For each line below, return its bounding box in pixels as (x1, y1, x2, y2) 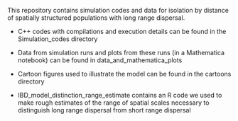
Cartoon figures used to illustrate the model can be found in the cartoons (17, 70, 232, 78)
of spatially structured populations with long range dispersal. (7, 13, 185, 22)
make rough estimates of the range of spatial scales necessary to (17, 98, 210, 107)
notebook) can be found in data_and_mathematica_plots (17, 56, 183, 64)
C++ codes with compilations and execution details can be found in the (17, 28, 227, 35)
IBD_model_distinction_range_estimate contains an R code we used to (17, 91, 222, 99)
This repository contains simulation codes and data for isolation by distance (7, 6, 229, 14)
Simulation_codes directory (17, 35, 98, 43)
